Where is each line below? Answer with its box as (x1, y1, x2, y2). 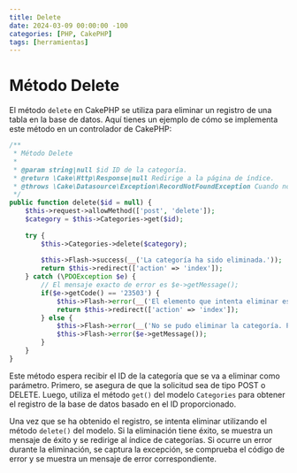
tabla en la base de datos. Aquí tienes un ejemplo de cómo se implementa (9, 114, 278, 125)
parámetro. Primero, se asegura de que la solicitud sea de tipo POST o (9, 379, 266, 390)
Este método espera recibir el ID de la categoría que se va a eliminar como (9, 370, 280, 381)
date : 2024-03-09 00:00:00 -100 (9, 21, 128, 30)
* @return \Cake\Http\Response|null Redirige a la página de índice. (12, 173, 275, 182)
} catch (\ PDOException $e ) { (25, 272, 137, 281)
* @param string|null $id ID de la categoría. (12, 165, 188, 174)
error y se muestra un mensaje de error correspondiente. (9, 453, 217, 464)
